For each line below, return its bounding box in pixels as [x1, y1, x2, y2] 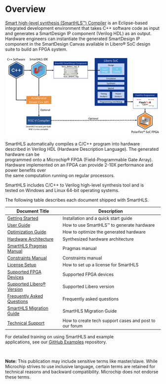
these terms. [5, 374, 31, 380]
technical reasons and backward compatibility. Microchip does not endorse [5, 369, 159, 375]
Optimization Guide [7, 229, 46, 235]
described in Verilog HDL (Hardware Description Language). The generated [5, 146, 159, 152]
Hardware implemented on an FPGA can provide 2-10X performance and [5, 162, 153, 168]
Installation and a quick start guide [62, 215, 132, 221]
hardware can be [5, 151, 40, 157]
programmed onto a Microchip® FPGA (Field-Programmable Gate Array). [5, 157, 153, 163]
